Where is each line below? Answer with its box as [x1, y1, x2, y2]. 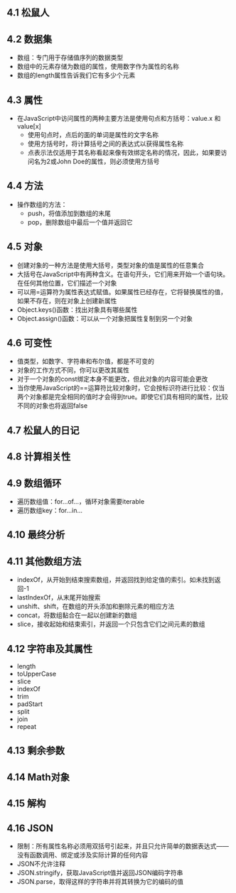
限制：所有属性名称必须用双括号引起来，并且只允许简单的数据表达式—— [16, 842, 229, 850]
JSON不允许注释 [16, 860, 66, 868]
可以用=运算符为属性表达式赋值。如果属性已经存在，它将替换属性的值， [16, 287, 227, 296]
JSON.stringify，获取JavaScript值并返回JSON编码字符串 [16, 869, 183, 877]
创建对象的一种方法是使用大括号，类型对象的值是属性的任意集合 [16, 261, 204, 269]
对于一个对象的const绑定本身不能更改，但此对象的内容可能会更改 [16, 375, 208, 384]
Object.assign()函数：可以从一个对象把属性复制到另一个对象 [16, 314, 193, 323]
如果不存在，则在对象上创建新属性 [16, 296, 117, 305]
